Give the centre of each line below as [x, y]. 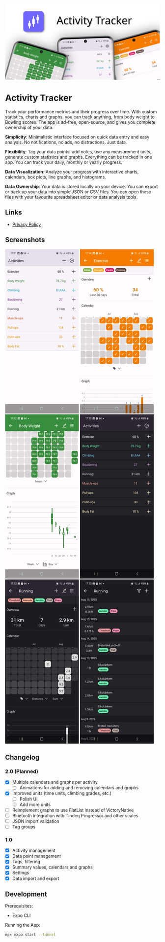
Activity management [34, 851]
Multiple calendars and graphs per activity [55, 782]
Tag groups [24, 827]
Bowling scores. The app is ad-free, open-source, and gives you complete [80, 122]
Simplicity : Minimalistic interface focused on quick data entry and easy [77, 137]
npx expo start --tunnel [30, 935]
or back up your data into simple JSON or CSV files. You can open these [78, 192]
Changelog [22, 757]
